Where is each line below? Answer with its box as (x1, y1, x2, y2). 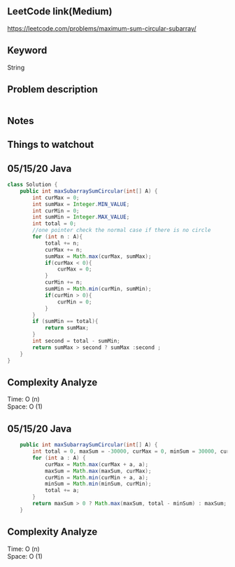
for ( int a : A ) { (32, 454, 86, 461)
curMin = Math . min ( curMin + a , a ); (44, 474, 149, 481)
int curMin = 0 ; (32, 207, 80, 214)
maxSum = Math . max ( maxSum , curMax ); (44, 467, 152, 474)
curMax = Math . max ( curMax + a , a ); (44, 460, 149, 468)
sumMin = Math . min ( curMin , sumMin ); (44, 285, 152, 293)
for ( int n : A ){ (32, 233, 83, 240)
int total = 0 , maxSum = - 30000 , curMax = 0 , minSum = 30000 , (32, 448, 218, 455)
